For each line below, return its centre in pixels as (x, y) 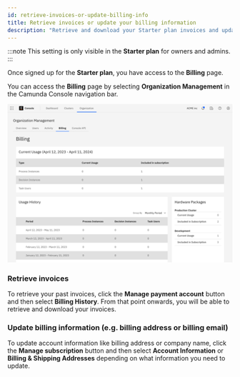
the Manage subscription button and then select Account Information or (115, 351)
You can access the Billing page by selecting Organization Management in (119, 86)
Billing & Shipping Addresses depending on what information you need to (116, 358)
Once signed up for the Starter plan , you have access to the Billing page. (115, 73)
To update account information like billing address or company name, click (117, 343)
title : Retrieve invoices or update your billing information (102, 22)
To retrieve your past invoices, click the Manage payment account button (116, 294)
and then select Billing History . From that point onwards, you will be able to (119, 302)
